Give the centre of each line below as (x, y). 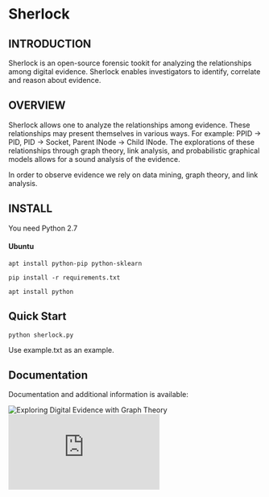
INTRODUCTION (50, 44)
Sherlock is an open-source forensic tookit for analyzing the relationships (130, 63)
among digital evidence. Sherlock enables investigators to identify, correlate (134, 72)
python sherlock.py (41, 335)
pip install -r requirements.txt (64, 277)
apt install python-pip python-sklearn (75, 263)
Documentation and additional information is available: (99, 395)
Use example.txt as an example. (61, 350)
